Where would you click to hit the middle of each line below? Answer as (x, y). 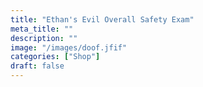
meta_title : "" (42, 29)
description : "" (44, 38)
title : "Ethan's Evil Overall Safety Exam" (102, 19)
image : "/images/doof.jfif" (69, 47)
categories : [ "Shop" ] (55, 57)
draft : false (37, 66)
